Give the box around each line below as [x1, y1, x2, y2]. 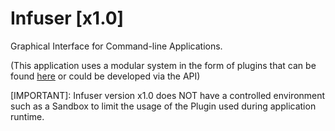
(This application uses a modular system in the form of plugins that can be [10, 59, 317, 71]
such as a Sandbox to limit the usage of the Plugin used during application [10, 100, 317, 112]
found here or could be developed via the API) [10, 70, 201, 82]
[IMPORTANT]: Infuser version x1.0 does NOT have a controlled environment [10, 89, 326, 101]
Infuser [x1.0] [10, 7, 125, 30]
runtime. [10, 110, 45, 122]
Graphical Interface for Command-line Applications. [10, 40, 223, 52]
